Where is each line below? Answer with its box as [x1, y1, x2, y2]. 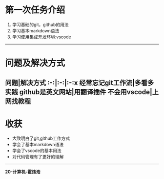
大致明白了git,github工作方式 [12, 135, 70, 141]
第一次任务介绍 [5, 4, 65, 16]
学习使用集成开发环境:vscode [12, 34, 72, 40]
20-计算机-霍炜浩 [5, 169, 41, 175]
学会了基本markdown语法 [12, 142, 64, 148]
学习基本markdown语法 [12, 27, 60, 33]
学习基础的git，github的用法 [12, 22, 69, 27]
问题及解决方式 [5, 57, 65, 69]
